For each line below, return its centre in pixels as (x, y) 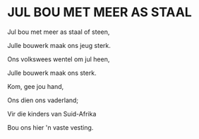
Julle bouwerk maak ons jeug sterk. (59, 45)
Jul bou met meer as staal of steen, (59, 32)
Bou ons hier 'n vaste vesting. (50, 127)
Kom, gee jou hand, (36, 86)
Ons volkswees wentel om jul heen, (59, 59)
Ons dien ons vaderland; (43, 100)
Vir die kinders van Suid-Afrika (52, 114)
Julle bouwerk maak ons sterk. (52, 73)
